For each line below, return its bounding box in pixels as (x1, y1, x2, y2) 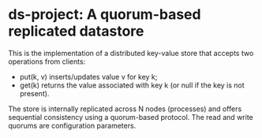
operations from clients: (8, 57, 86, 66)
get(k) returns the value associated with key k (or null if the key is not (19, 80, 245, 90)
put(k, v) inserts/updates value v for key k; (19, 72, 158, 81)
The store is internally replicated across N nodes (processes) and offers (8, 104, 242, 114)
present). (19, 88, 50, 98)
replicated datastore (8, 22, 144, 40)
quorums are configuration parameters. (8, 121, 137, 130)
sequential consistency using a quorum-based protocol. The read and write (8, 112, 254, 121)
